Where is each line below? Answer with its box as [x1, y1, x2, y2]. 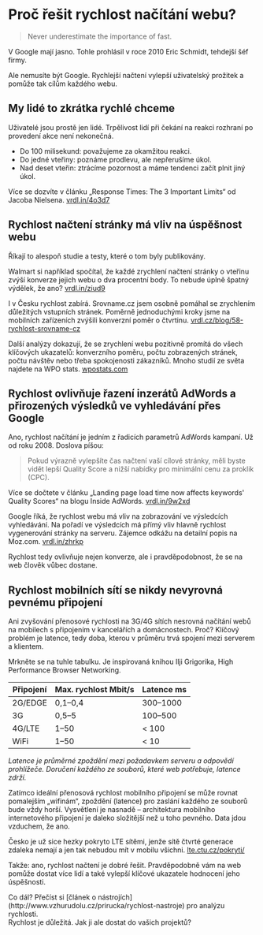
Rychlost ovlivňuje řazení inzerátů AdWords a [8, 386, 236, 400]
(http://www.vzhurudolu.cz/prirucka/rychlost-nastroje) [8, 901, 185, 911]
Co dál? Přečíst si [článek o [8, 892, 97, 902]
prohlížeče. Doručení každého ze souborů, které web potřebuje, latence [8, 765, 242, 774]
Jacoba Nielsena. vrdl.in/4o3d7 [8, 195, 110, 204]
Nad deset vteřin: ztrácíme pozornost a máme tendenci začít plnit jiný [19, 163, 246, 173]
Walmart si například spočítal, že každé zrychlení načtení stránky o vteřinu [8, 266, 250, 276]
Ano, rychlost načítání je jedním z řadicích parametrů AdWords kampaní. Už [8, 432, 254, 442]
